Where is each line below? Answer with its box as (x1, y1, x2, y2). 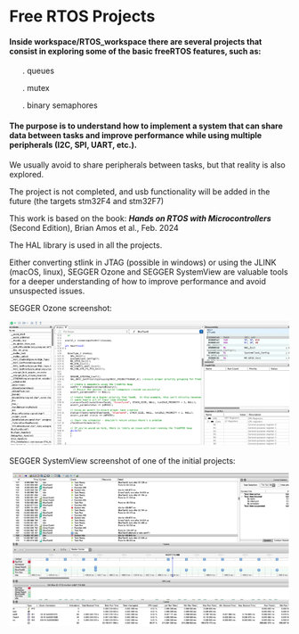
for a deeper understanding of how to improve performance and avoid (9, 276, 267, 286)
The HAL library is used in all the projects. (9, 239, 163, 251)
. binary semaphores (21, 100, 98, 111)
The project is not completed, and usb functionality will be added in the (9, 185, 271, 197)
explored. (9, 169, 44, 179)
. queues (21, 65, 55, 77)
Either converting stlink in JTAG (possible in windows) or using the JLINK (9, 257, 277, 268)
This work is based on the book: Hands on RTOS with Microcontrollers (9, 212, 271, 224)
